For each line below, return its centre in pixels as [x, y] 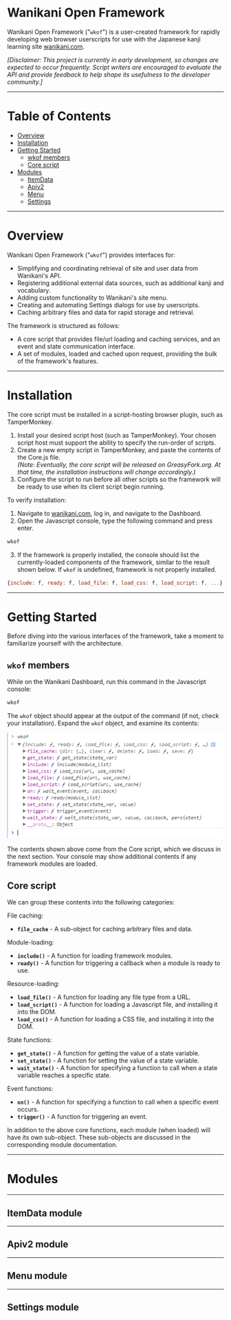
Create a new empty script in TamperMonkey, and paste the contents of [119, 449]
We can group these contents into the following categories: [91, 902]
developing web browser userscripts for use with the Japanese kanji [104, 39]
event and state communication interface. [76, 346]
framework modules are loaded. [52, 864]
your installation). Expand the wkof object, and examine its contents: [103, 724]
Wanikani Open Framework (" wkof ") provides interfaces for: [91, 255]
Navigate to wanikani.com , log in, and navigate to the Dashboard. [109, 513]
